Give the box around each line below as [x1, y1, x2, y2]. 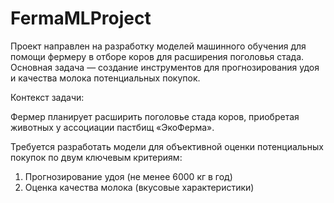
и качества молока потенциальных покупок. [10, 72, 201, 84]
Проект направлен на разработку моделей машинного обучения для [10, 40, 307, 52]
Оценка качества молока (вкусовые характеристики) [24, 181, 255, 193]
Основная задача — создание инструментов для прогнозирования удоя [10, 61, 320, 73]
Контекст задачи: [10, 91, 85, 103]
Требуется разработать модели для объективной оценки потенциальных [10, 140, 324, 152]
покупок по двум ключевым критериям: [10, 151, 183, 163]
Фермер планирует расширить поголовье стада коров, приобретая [10, 110, 300, 122]
